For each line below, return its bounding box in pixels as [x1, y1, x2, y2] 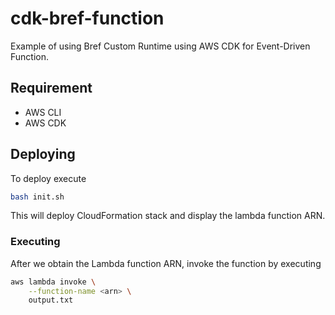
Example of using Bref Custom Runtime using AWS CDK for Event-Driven [10, 40, 311, 52]
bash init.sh [10, 192, 65, 202]
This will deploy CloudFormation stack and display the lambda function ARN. [10, 210, 326, 222]
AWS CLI [24, 106, 62, 118]
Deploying [10, 146, 76, 163]
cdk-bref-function [10, 7, 165, 30]
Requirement [10, 80, 93, 97]
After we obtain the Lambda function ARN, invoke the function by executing [10, 257, 322, 269]
